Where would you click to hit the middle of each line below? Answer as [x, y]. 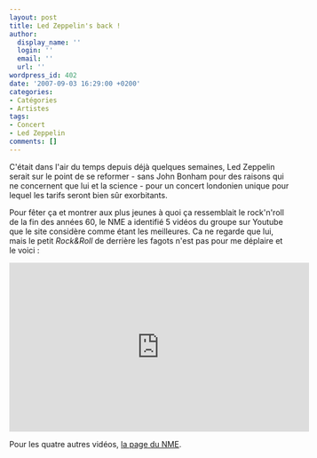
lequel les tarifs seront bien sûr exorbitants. [88, 195]
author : [24, 34]
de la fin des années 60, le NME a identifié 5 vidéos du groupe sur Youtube [147, 221]
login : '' [35, 51]
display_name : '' [49, 42]
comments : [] [33, 141]
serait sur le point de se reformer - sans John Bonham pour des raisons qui [147, 176]
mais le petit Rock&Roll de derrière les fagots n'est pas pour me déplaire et [146, 240]
